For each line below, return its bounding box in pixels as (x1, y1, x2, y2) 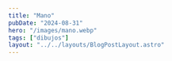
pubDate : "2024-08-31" (8, 19, 83, 27)
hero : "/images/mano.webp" (8, 26, 97, 34)
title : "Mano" (8, 11, 55, 20)
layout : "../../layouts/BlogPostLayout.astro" (8, 41, 165, 49)
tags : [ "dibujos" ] (8, 33, 69, 42)
